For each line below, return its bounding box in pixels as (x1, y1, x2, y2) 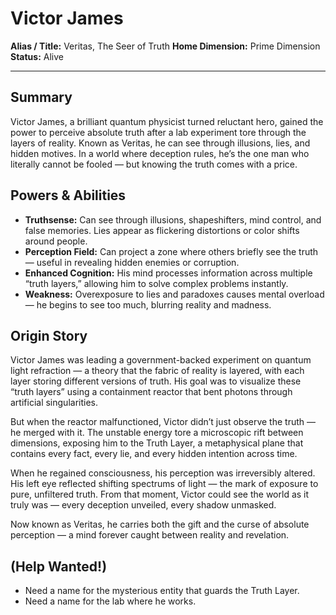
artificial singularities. (10, 397, 98, 409)
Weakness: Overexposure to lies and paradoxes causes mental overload (24, 288, 325, 300)
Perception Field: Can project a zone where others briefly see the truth (24, 245, 319, 257)
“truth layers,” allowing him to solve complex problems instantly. (24, 277, 289, 289)
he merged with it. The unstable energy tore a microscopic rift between (10, 427, 304, 439)
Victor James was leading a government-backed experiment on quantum (10, 354, 312, 366)
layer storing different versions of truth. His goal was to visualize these (10, 375, 302, 387)
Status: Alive (10, 50, 64, 62)
